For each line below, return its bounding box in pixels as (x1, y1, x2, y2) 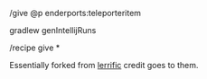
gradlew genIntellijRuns (9, 25, 97, 35)
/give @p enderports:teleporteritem (9, 8, 142, 18)
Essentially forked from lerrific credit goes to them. (9, 60, 199, 70)
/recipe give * (9, 42, 61, 53)
